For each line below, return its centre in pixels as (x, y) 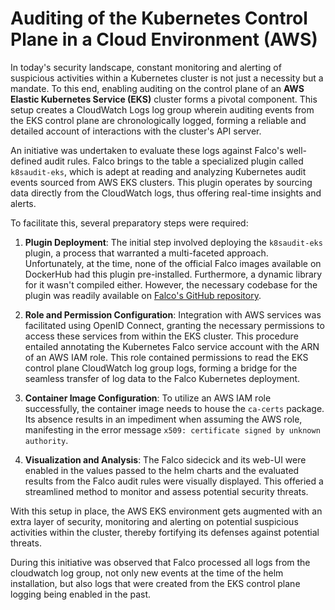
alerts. (23, 203)
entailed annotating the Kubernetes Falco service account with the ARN (172, 346)
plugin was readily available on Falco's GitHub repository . (143, 295)
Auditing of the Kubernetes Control (159, 18)
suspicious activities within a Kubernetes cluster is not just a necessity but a (167, 78)
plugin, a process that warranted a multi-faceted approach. (146, 253)
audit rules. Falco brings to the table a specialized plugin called (174, 161)
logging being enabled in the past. (81, 594)
